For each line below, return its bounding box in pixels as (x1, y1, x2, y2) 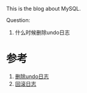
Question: (6, 17, 31, 23)
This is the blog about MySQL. (6, 5, 81, 12)
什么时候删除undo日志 (14, 29, 70, 36)
